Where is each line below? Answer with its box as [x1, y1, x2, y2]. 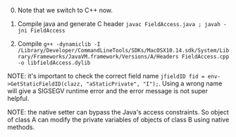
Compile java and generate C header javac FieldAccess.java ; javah [17, 20, 221, 28]
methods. [7, 123, 35, 131]
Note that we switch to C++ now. [17, 6, 113, 14]
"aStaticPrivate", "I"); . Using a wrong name [85, 79, 223, 88]
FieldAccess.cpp [182, 53, 230, 60]
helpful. [7, 95, 30, 102]
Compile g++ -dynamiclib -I [17, 40, 101, 48]
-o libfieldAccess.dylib [17, 59, 91, 66]
